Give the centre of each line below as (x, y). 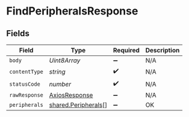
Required (126, 50)
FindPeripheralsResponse (72, 11)
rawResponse (26, 95)
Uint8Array (65, 60)
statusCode (25, 84)
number (60, 84)
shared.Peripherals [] (78, 105)
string (57, 72)
